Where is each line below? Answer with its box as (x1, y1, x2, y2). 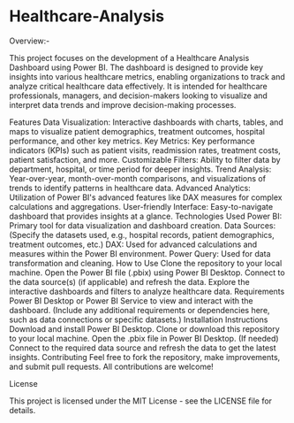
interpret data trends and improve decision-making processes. (9, 99, 237, 110)
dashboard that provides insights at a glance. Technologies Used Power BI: (9, 211, 283, 221)
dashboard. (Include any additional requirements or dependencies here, (9, 304, 271, 315)
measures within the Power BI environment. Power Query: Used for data (9, 248, 271, 258)
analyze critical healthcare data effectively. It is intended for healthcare (9, 81, 268, 91)
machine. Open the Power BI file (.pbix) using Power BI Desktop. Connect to (9, 267, 285, 278)
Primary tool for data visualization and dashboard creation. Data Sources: (9, 219, 276, 231)
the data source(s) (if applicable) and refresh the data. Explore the (9, 276, 250, 287)
